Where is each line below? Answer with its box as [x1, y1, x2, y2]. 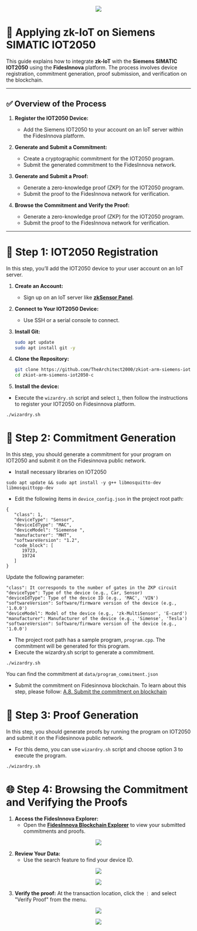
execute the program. [14, 752, 67, 759]
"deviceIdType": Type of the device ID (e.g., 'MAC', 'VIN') [6, 595, 159, 601]
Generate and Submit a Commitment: [14, 143, 107, 150]
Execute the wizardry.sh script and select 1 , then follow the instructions [14, 394, 188, 401]
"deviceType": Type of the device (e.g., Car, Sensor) [6, 590, 143, 596]
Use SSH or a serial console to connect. [23, 316, 120, 323]
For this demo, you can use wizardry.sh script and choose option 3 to [14, 746, 184, 753]
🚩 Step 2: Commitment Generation [6, 431, 176, 445]
